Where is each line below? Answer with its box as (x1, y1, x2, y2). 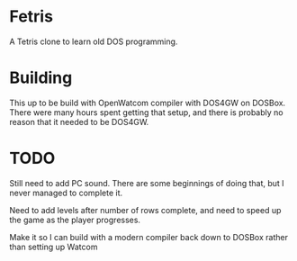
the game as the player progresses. (9, 214, 141, 225)
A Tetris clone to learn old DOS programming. (9, 36, 178, 47)
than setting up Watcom (9, 241, 98, 252)
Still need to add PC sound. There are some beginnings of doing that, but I (9, 177, 285, 188)
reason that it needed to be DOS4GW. (9, 116, 149, 127)
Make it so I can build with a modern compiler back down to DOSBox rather (9, 231, 288, 242)
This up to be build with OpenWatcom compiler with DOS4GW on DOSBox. (9, 97, 286, 108)
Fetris (9, 6, 54, 27)
